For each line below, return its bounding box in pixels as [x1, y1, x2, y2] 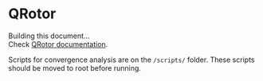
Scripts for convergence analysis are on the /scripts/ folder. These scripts [8, 55, 255, 64]
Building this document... [8, 31, 90, 40]
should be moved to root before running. [8, 63, 142, 72]
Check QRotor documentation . [8, 39, 108, 48]
